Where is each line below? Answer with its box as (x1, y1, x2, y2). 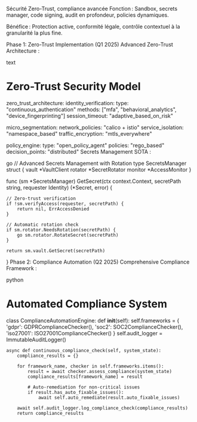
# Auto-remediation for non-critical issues (27, 384, 140, 390)
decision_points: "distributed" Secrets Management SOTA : (6, 148, 151, 155)
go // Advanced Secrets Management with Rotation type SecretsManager (6, 160, 187, 167)
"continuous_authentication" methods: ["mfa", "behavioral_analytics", (6, 106, 177, 113)
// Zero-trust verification (6, 195, 76, 201)
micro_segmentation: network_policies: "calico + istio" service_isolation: (6, 124, 184, 131)
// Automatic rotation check (6, 221, 79, 228)
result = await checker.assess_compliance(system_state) (27, 368, 172, 374)
